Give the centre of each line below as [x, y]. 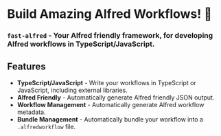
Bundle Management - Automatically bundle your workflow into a [110, 119]
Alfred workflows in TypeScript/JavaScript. [81, 44]
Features [26, 66]
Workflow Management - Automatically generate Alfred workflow [110, 104]
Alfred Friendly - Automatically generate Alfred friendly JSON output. [116, 97]
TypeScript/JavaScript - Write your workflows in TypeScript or [107, 82]
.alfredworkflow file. [46, 126]
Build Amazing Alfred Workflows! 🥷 [110, 14]
